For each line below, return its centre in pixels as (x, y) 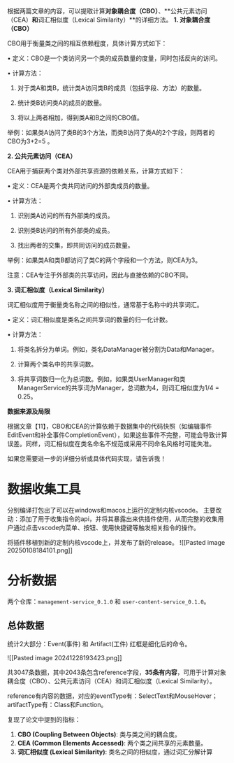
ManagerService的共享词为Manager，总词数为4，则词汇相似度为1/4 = (118, 388)
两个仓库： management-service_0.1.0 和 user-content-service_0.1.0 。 (109, 601)
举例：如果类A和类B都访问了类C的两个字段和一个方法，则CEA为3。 (104, 260)
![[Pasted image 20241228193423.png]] (65, 657)
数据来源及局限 (29, 411)
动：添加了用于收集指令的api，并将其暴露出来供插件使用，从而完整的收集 (112, 519)
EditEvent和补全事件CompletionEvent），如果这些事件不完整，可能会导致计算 (117, 435)
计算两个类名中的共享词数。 (57, 364)
